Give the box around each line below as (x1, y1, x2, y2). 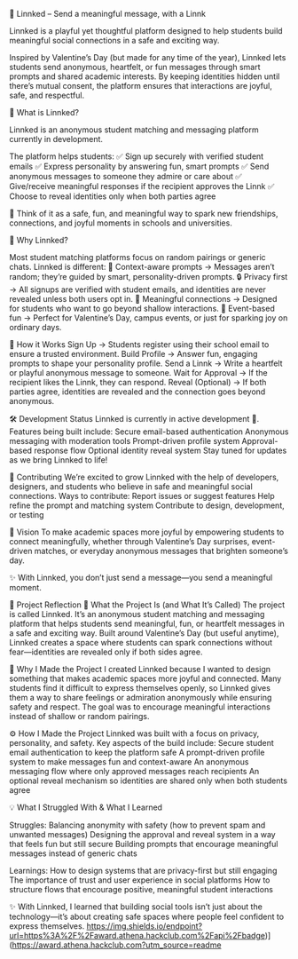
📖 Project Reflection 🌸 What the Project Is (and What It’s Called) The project (9, 599, 286, 610)
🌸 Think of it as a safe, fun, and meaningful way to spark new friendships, (9, 209, 278, 218)
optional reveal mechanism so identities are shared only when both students (9, 775, 288, 786)
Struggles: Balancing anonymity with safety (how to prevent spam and (9, 820, 266, 830)
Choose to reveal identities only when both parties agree (9, 191, 216, 202)
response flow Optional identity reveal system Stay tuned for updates (34, 445, 287, 456)
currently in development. (9, 134, 104, 144)
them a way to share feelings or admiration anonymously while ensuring (9, 693, 272, 702)
